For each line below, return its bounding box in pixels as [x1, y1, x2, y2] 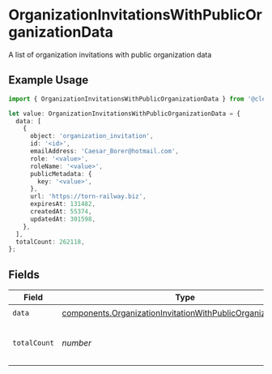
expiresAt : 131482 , [29, 200, 96, 208]
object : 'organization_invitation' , [29, 132, 154, 140]
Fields [8, 268, 40, 282]
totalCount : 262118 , [15, 238, 85, 246]
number [62, 337, 91, 349]
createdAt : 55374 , [29, 208, 92, 216]
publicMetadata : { [29, 170, 92, 178]
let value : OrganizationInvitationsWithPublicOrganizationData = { [8, 110, 241, 118]
